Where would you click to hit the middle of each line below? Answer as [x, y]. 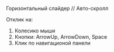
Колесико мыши [35, 31]
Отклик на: [20, 19]
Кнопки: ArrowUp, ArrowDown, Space [61, 37]
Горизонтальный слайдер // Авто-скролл [57, 8]
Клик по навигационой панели [52, 43]
